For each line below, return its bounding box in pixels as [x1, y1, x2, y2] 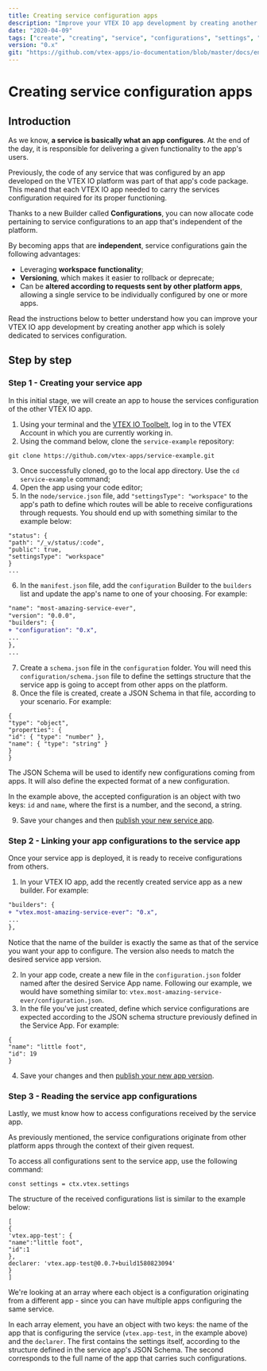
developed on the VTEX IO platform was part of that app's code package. [8, 176, 249, 185]
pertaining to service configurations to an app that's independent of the [8, 217, 243, 227]
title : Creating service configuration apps [8, 11, 158, 20]
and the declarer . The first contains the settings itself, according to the [8, 1336, 241, 1346]
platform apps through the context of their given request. [8, 1141, 195, 1150]
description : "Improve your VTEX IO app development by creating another [8, 19, 258, 27]
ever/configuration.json [19, 997, 103, 1005]
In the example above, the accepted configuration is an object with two [8, 792, 241, 801]
